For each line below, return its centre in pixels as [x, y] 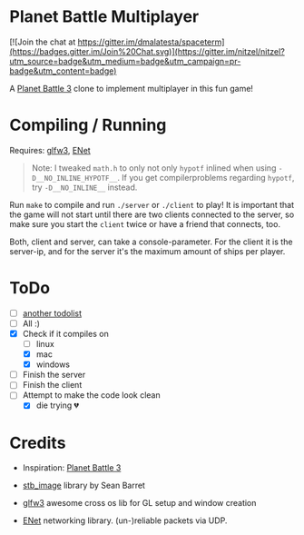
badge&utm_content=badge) [63, 71]
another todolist [52, 313]
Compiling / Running [88, 125]
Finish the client [52, 385]
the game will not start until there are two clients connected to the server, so [152, 214]
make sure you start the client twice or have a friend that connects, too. [145, 223]
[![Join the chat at [43, 42]
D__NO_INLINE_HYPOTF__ [74, 178]
